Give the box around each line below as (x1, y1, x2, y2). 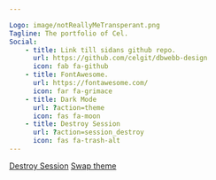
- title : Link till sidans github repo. (25, 45, 176, 54)
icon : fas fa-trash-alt (32, 137, 121, 145)
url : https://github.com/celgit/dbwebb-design (32, 54, 208, 63)
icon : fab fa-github (32, 62, 109, 71)
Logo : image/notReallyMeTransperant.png (9, 20, 161, 29)
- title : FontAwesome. (25, 70, 109, 80)
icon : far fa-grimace (32, 86, 113, 96)
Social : (9, 37, 38, 46)
